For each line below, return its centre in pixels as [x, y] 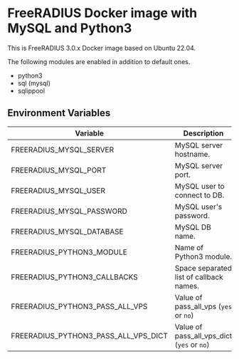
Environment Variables [59, 113]
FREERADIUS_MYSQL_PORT [59, 170]
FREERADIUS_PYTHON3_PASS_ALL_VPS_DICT [90, 335]
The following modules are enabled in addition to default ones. [99, 61]
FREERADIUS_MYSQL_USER [58, 190]
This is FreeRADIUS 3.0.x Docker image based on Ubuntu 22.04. [102, 48]
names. [187, 286]
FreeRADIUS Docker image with [102, 13]
